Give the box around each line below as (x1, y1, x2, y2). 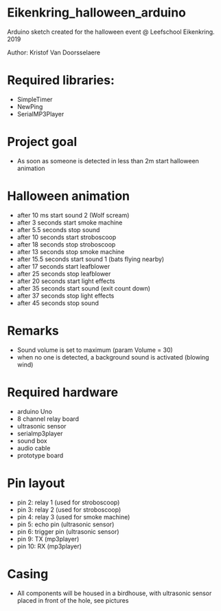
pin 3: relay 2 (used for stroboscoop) (16, 505, 121, 514)
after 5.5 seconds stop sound (16, 225, 100, 234)
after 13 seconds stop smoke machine (16, 247, 125, 256)
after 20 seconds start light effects (16, 277, 115, 285)
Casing (7, 566, 49, 581)
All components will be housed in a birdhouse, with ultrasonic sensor (16, 589, 212, 597)
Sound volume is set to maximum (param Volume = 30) (16, 346, 173, 354)
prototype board (16, 451, 64, 459)
